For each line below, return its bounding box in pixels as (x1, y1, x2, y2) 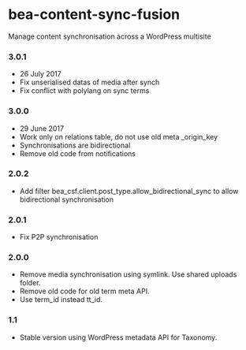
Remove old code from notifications (19, 148, 136, 158)
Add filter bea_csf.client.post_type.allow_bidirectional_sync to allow (19, 186, 239, 195)
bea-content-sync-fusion (8, 6, 181, 24)
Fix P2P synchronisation (19, 233, 99, 242)
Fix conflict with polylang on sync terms (19, 86, 150, 95)
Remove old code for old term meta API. (19, 286, 150, 296)
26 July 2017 (19, 69, 61, 79)
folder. (19, 278, 41, 288)
